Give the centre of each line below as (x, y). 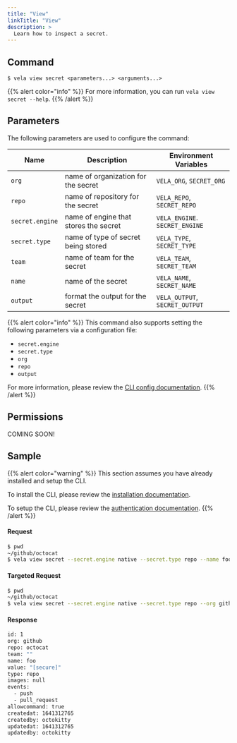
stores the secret (93, 225)
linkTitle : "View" (34, 20)
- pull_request (36, 700)
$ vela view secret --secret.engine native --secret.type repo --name (113, 560)
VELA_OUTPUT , (177, 297)
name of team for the (99, 257)
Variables (192, 164)
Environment (191, 155)
